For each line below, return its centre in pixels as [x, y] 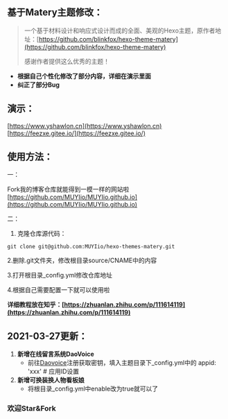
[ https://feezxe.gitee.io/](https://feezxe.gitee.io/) [76, 133]
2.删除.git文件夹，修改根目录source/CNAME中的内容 [82, 260]
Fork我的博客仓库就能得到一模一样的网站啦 [68, 189]
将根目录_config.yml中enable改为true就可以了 [93, 389]
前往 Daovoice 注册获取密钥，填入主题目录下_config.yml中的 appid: [122, 363]
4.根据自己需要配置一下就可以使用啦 [59, 290]
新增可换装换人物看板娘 [51, 380]
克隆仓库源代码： [42, 234]
